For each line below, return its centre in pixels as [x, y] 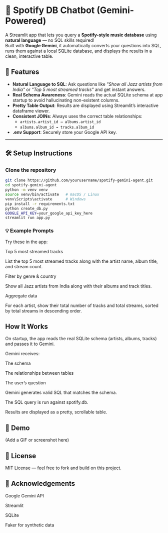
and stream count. [24, 266]
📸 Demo [17, 428]
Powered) [26, 21]
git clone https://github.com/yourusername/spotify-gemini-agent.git [79, 180]
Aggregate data [21, 295]
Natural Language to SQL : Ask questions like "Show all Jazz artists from [87, 84]
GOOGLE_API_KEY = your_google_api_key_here [49, 213]
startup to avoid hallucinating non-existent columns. [66, 100]
